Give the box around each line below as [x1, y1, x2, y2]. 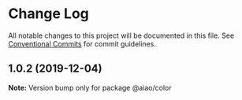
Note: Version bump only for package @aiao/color [8, 83, 172, 92]
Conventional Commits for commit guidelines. [8, 39, 156, 48]
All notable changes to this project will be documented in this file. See [8, 31, 235, 40]
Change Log [8, 5, 89, 23]
